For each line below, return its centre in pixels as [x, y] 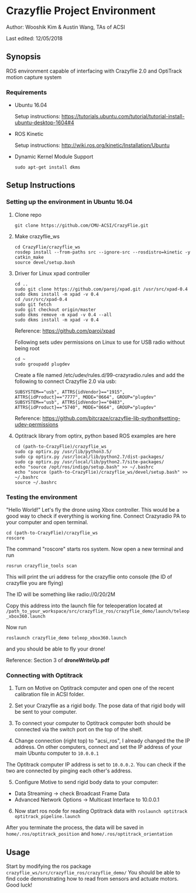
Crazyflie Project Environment [81, 11]
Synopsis [23, 57]
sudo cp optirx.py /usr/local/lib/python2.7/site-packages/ [89, 462]
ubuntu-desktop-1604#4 [44, 123]
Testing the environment [42, 497]
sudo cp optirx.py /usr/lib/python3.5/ [63, 451]
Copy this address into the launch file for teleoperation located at [84, 606]
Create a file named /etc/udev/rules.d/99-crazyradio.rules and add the [99, 375]
